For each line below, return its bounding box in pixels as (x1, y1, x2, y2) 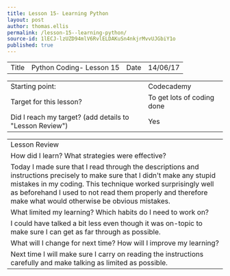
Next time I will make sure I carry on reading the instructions (10, 249, 204, 259)
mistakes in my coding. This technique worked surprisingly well (10, 179, 214, 188)
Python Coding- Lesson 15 (31, 63, 120, 72)
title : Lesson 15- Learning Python (7, 10, 109, 17)
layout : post (7, 16, 44, 23)
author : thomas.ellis (7, 23, 69, 29)
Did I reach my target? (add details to (10, 112, 129, 122)
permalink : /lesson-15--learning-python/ (7, 29, 127, 36)
